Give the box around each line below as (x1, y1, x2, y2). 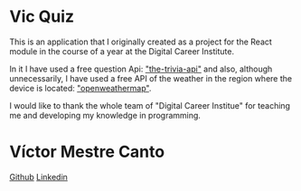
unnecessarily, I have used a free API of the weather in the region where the (9, 72, 292, 83)
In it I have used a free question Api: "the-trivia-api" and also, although (9, 63, 273, 74)
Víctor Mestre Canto (9, 142, 165, 162)
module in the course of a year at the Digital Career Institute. (9, 45, 235, 56)
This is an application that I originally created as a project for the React (9, 36, 273, 47)
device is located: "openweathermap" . (9, 82, 152, 93)
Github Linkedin (9, 171, 68, 182)
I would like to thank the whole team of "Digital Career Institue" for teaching (9, 100, 291, 110)
